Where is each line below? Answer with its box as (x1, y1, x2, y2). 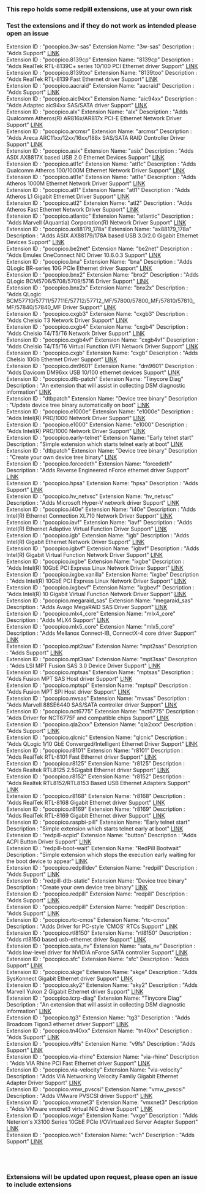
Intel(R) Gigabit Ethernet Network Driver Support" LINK (6, 539, 145, 546)
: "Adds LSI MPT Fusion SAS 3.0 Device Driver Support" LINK (6, 662, 161, 670)
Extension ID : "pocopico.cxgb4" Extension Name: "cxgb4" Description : (6, 323, 188, 331)
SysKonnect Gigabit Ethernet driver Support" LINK (6, 975, 133, 983)
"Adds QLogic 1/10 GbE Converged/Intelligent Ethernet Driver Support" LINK (6, 740, 198, 748)
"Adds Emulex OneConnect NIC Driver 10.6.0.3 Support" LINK (6, 251, 162, 259)
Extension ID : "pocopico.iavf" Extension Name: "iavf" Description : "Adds (6, 519, 193, 526)
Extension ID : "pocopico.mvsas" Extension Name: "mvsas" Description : (6, 695, 190, 702)
